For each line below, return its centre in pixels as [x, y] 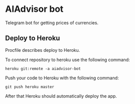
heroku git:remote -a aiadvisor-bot [43, 69]
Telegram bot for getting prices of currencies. [52, 23]
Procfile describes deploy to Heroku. [43, 50]
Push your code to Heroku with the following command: [62, 78]
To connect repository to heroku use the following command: [67, 60]
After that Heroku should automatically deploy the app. [61, 96]
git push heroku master [30, 87]
